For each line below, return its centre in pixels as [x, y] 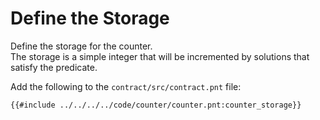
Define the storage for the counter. [81, 46]
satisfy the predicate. [54, 67]
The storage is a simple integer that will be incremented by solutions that [160, 56]
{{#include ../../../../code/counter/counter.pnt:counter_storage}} [156, 105]
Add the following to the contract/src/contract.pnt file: [126, 86]
